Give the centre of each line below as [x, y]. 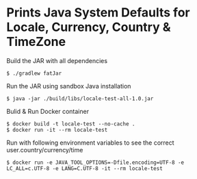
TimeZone [36, 42]
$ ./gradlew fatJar [34, 73]
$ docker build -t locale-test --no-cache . [71, 124]
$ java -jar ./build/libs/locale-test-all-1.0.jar [80, 98]
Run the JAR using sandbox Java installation [69, 86]
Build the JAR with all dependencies [57, 60]
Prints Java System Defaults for [98, 13]
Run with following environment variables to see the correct [91, 143]
